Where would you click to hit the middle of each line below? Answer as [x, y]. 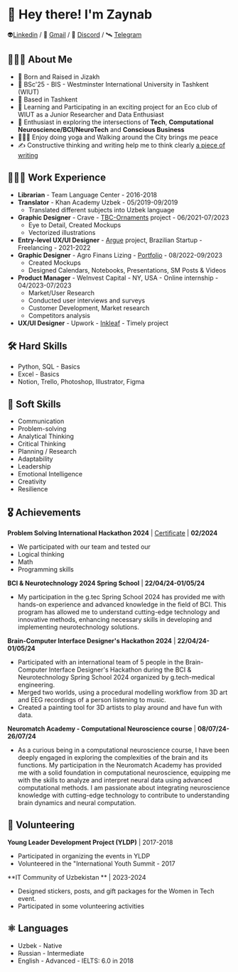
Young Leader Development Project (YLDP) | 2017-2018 [90, 842]
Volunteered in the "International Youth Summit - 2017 [96, 863]
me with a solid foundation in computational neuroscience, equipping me [124, 772]
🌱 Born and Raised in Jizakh [59, 77]
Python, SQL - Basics [49, 367]
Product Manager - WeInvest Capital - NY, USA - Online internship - [118, 278]
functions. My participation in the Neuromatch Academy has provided [120, 765]
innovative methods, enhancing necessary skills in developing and [114, 619]
